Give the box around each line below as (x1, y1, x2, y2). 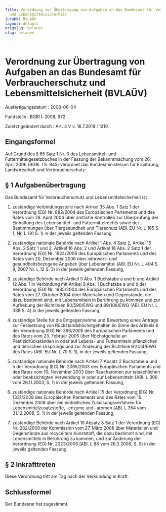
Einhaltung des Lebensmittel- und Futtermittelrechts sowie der (12, 219, 140, 226)
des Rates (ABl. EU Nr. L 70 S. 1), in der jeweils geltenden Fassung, (12, 348, 148, 355)
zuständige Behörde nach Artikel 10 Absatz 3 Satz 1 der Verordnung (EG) (12, 420, 161, 426)
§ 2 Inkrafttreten (5, 460, 56, 469)
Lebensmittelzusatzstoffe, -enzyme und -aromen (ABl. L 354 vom (12, 405, 146, 411)
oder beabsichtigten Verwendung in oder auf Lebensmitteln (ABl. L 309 (12, 374, 158, 380)
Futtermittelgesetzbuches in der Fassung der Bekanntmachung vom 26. (5, 156, 151, 162)
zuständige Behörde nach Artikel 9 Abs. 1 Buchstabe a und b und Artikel (12, 276, 159, 282)
